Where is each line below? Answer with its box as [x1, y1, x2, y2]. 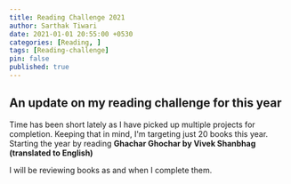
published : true [9, 63, 69, 72]
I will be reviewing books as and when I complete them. [9, 164, 213, 175]
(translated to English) [9, 148, 93, 158]
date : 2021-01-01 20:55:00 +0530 [9, 29, 133, 38]
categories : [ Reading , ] [9, 37, 101, 47]
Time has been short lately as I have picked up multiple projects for [9, 119, 255, 130]
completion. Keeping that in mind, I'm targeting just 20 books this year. [9, 128, 269, 139]
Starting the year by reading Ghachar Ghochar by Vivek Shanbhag [9, 138, 256, 148]
